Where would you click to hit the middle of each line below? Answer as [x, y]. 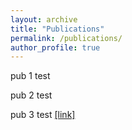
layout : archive [44, 19]
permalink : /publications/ [66, 38]
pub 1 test [30, 76]
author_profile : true [55, 47]
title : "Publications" [57, 29]
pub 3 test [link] [43, 115]
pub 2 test [31, 95]
